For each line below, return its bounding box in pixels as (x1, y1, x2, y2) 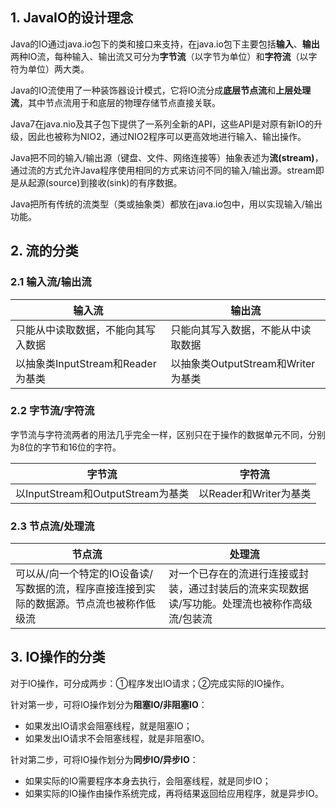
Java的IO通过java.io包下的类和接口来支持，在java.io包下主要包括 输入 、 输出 (10, 38, 320, 50)
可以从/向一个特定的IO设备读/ (15, 567, 154, 581)
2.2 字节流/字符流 (10, 404, 95, 418)
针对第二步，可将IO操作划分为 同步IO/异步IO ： (10, 753, 199, 765)
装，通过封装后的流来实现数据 (168, 582, 310, 596)
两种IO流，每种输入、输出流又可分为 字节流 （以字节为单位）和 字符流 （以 (10, 50, 309, 62)
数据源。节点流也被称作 (35, 597, 147, 611)
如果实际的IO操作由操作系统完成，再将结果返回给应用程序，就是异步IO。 (24, 787, 324, 799)
